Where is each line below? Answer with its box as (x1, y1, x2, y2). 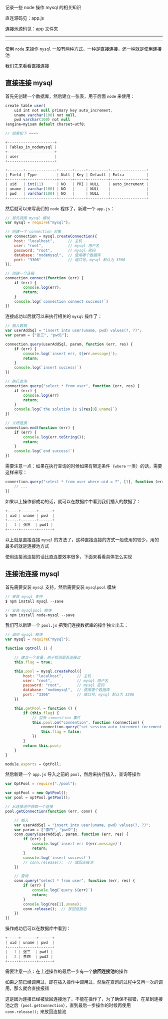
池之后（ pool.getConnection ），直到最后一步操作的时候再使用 (5, 1002, 131, 1008)
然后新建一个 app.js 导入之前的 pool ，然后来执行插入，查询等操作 (5, 771, 141, 777)
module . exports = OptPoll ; (5, 761, 61, 767)
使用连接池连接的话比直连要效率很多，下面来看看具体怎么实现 (5, 554, 132, 560)
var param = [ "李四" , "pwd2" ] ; (14, 827, 78, 832)
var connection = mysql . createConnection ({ (5, 234, 97, 239)
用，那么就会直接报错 (5, 985, 49, 991)
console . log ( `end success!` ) (14, 448, 75, 454)
